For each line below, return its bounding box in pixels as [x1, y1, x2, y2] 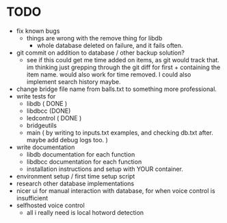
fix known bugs [16, 27, 60, 35]
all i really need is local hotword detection [26, 208, 144, 216]
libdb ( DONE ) [26, 99, 68, 107]
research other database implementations [16, 179, 135, 187]
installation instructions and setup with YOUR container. [26, 165, 184, 173]
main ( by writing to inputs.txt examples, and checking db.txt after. [26, 128, 213, 137]
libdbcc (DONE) [26, 107, 71, 115]
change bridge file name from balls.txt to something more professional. [16, 85, 217, 93]
